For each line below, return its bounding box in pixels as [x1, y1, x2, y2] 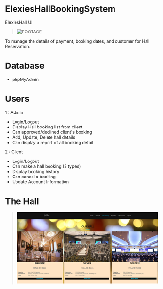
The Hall [5, 196, 39, 207]
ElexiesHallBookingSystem [5, 3, 116, 15]
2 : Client [5, 149, 23, 155]
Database [5, 61, 45, 71]
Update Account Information [12, 178, 69, 185]
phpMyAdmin [12, 76, 39, 82]
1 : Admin [5, 109, 23, 115]
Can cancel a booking [12, 174, 56, 179]
